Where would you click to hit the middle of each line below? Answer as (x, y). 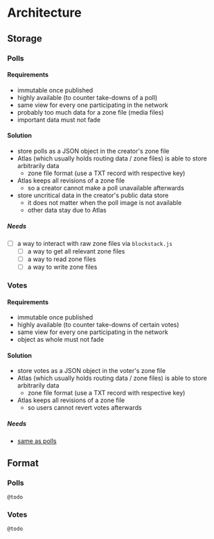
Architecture (44, 13)
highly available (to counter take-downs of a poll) (87, 97)
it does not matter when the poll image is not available (105, 202)
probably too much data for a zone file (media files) (90, 112)
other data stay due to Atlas (67, 210)
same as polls (37, 441)
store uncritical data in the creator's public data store (93, 195)
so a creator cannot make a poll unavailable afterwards (106, 188)
